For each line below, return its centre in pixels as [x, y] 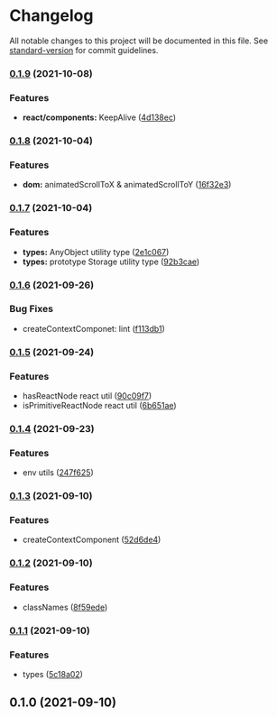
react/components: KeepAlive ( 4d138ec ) [99, 117]
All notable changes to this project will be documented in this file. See [139, 41]
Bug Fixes [32, 309]
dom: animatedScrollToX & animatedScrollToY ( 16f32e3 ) [127, 185]
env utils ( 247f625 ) [58, 473]
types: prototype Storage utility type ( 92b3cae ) [111, 262]
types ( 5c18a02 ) [53, 674]
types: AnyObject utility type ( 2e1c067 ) [96, 252]
